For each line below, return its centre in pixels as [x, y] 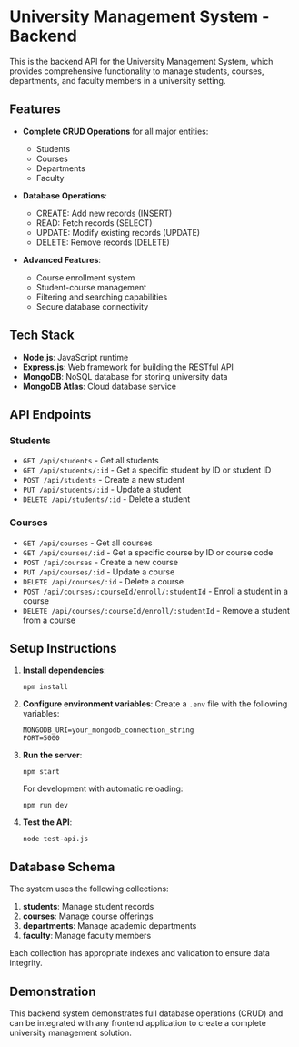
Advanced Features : [62, 259]
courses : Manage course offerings [88, 916]
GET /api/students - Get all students [90, 461]
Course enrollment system [85, 277]
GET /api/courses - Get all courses [87, 543]
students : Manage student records [88, 907]
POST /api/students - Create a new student [104, 480]
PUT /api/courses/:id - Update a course [99, 572]
